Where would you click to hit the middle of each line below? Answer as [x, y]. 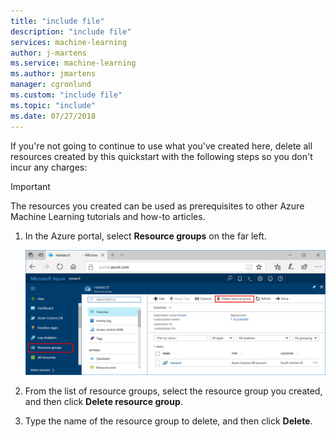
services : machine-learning [69, 42]
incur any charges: [49, 167]
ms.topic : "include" [53, 105]
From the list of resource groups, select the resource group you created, [173, 391]
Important [30, 186]
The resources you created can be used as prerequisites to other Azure [157, 206]
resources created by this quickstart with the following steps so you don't [161, 156]
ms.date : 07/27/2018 [53, 116]
